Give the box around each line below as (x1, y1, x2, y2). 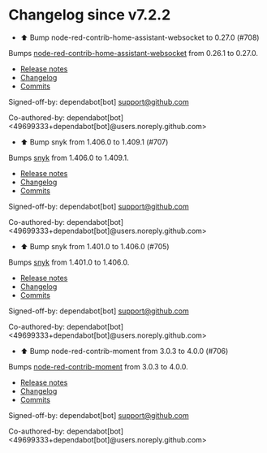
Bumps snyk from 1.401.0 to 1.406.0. (8, 257, 130, 267)
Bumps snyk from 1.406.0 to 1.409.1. (8, 153, 129, 162)
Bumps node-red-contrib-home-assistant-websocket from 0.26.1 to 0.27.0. (8, 48, 258, 58)
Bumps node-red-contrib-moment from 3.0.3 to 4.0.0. (8, 361, 188, 371)
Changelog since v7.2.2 (8, 6, 171, 24)
